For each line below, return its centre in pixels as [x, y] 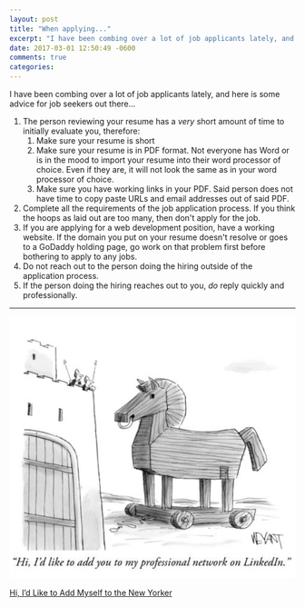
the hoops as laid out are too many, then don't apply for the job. [142, 218]
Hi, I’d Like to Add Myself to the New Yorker [91, 593]
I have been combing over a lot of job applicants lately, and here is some [145, 94]
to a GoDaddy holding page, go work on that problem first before [144, 247]
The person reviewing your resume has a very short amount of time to [153, 121]
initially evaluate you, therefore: [81, 131]
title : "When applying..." [60, 29]
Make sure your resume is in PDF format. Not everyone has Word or [163, 150]
